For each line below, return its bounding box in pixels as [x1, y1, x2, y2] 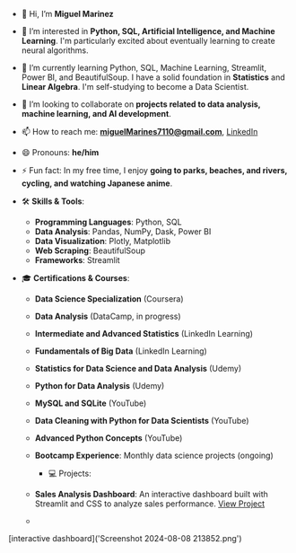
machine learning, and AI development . [21, 109, 171, 118]
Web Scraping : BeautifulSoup [34, 245, 145, 256]
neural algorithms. [21, 45, 89, 56]
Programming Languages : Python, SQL [34, 216, 182, 227]
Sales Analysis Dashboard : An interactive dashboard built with [34, 489, 268, 499]
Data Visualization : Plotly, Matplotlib [34, 236, 171, 246]
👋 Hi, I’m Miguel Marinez [21, 9, 114, 19]
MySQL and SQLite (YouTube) [34, 398, 147, 408]
